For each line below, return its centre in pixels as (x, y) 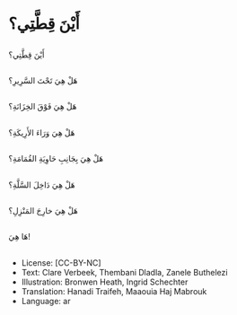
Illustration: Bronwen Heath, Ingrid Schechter (105, 282)
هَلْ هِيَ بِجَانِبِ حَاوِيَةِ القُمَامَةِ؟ (56, 159)
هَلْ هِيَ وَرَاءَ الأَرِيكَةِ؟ (42, 132)
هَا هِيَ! (19, 237)
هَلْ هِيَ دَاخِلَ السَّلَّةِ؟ (42, 185)
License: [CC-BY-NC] (61, 262)
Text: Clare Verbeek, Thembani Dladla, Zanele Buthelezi (124, 272)
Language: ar (46, 301)
